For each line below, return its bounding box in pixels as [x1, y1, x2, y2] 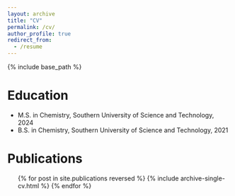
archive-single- [180, 174, 225, 183]
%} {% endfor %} [40, 181, 92, 190]
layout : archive [7, 10, 55, 18]
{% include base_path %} [7, 63, 82, 71]
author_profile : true [7, 30, 71, 38]
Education [7, 88, 69, 103]
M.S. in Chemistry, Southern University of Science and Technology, [17, 110, 214, 119]
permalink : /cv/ [7, 23, 55, 30]
